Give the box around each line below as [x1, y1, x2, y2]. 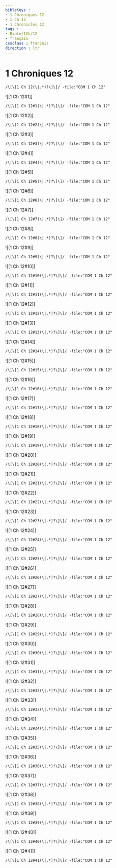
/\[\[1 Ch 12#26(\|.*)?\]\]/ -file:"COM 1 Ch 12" [5, 575, 113, 580]
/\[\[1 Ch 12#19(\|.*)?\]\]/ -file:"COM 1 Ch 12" [5, 443, 113, 448]
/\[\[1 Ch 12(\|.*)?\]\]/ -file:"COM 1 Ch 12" [5, 84, 106, 90]
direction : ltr [5, 46, 40, 51]
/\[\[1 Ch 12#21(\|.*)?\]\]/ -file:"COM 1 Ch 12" [5, 480, 113, 486]
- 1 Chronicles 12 [5, 21, 44, 27]
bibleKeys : [5, 7, 31, 13]
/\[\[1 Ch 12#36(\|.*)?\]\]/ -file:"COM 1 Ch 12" [5, 763, 113, 769]
